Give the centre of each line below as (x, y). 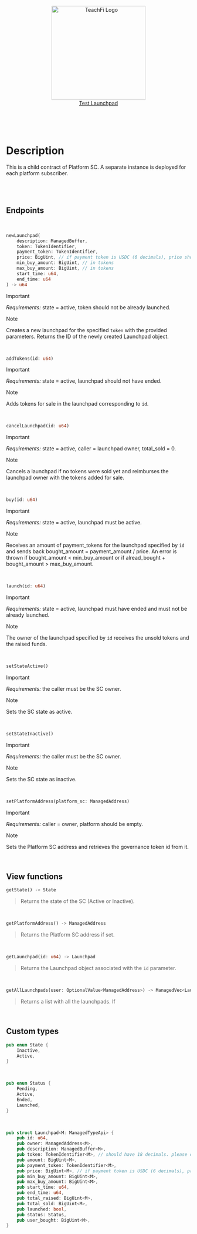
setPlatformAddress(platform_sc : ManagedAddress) (68, 801)
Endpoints (25, 211)
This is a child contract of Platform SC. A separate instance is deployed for (96, 167)
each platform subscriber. (37, 173)
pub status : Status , (42, 1215)
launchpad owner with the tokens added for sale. (65, 478)
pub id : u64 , (33, 1138)
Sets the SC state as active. (39, 711)
